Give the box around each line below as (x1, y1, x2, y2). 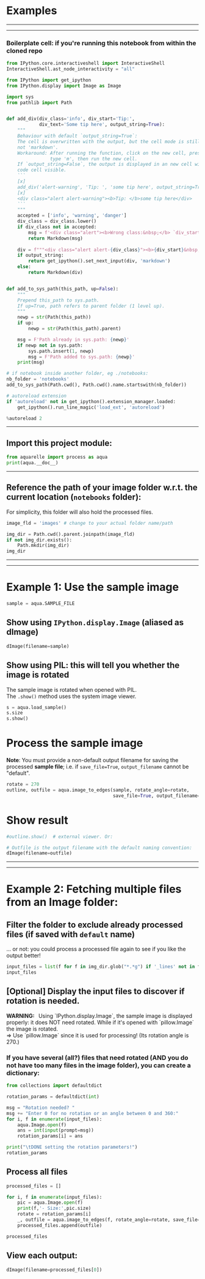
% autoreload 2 (6, 415, 43, 421)
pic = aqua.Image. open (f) (17, 1199, 84, 1206)
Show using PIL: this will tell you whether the (6, 660, 180, 670)
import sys (6, 94, 34, 100)
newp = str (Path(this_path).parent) (28, 325, 121, 332)
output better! (6, 952, 41, 959)
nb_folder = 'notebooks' (6, 376, 70, 382)
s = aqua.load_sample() (6, 704, 67, 710)
